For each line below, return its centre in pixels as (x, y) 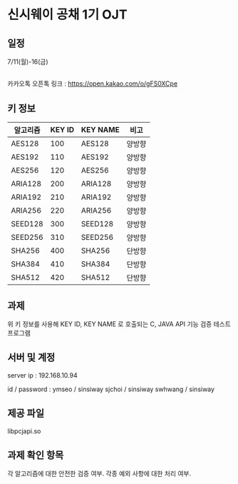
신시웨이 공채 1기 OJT (67, 15)
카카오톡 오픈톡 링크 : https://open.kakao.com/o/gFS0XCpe (93, 84)
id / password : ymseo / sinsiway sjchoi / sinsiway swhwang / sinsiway (111, 389)
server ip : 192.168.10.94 (42, 375)
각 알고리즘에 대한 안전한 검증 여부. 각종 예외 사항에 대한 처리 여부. (99, 474)
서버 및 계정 (31, 358)
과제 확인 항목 (36, 455)
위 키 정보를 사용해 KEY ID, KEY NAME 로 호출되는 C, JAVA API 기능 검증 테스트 (119, 324)
